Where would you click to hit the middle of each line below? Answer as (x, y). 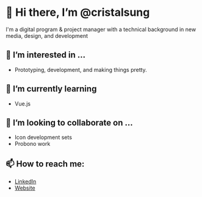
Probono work (32, 144)
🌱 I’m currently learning (51, 89)
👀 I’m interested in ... (46, 55)
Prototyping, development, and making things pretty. (81, 70)
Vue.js (23, 104)
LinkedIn (25, 182)
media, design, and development (47, 35)
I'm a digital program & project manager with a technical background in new (101, 29)
